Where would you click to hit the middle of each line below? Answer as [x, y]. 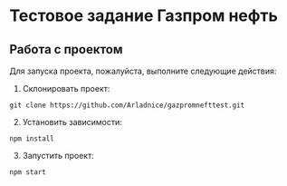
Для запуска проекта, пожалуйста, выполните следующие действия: [143, 71]
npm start [28, 172]
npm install [32, 139]
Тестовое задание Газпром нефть [143, 16]
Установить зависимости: [72, 122]
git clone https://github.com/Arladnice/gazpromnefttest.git [127, 105]
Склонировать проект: [66, 88]
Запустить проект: [58, 156]
